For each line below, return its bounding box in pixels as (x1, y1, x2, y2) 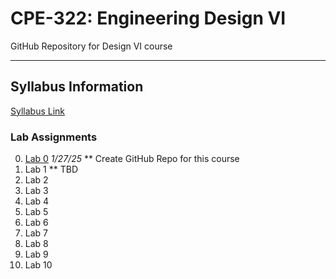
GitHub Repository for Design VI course (10, 40, 173, 52)
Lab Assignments (10, 130, 98, 144)
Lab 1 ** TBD (24, 163, 78, 176)
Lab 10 (24, 259, 53, 271)
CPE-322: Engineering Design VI (10, 7, 287, 30)
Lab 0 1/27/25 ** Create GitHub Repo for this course (24, 153, 240, 165)
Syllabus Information (10, 78, 144, 96)
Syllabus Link (10, 105, 66, 117)
